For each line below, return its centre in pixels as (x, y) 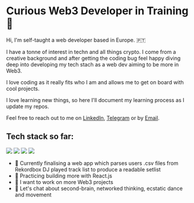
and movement (33, 195)
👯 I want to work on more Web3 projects (64, 182)
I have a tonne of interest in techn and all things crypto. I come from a (91, 52)
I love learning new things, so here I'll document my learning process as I (96, 100)
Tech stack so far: (40, 137)
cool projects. (23, 88)
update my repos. (28, 106)
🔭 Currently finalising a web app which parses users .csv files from (96, 163)
